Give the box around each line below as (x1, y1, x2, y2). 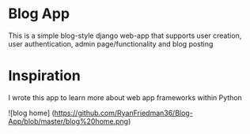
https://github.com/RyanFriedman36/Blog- (54, 108, 194, 117)
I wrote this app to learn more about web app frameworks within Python (8, 92, 243, 102)
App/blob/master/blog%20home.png (8, 116, 129, 126)
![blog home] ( (8, 108, 55, 117)
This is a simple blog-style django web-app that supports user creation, (8, 31, 242, 40)
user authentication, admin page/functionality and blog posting (8, 39, 214, 48)
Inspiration (8, 67, 81, 85)
